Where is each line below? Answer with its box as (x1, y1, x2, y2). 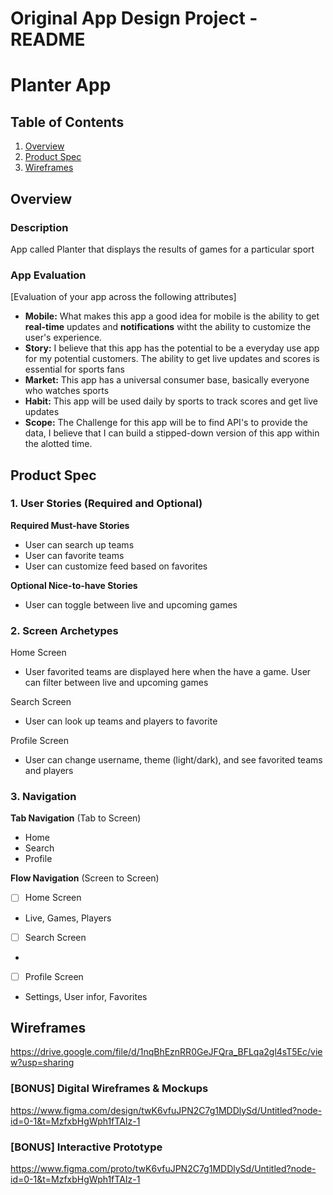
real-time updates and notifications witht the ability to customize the (24, 321, 312, 333)
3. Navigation (10, 790, 77, 804)
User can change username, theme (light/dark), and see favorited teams (24, 754, 323, 766)
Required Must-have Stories (10, 519, 130, 531)
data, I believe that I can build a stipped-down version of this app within (24, 427, 320, 439)
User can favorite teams (24, 549, 125, 561)
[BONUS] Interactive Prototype (10, 1140, 163, 1154)
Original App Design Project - (10, 7, 258, 30)
